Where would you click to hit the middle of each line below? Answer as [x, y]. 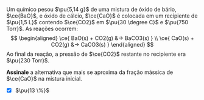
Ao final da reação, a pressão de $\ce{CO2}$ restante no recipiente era [96, 54]
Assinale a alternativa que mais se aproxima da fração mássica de [90, 72]
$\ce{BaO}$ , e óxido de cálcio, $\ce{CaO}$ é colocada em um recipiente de [102, 16]
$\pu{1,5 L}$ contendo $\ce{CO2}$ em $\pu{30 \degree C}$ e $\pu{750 [97, 22]
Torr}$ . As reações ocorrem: [42, 28]
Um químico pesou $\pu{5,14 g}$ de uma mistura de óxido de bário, [91, 9]
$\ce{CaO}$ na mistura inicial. [44, 78]
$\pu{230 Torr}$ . [28, 60]
